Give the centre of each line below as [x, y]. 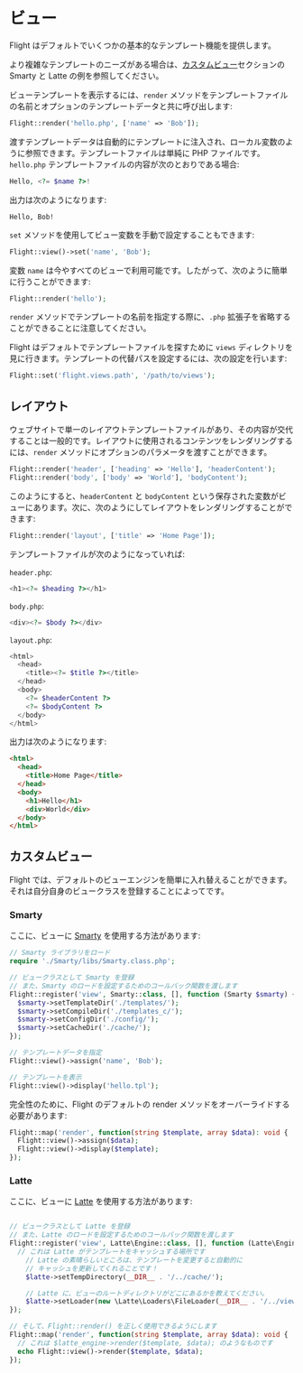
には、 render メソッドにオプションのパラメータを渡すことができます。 [141, 452]
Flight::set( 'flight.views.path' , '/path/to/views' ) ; [113, 376]
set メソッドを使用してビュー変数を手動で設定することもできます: [132, 235]
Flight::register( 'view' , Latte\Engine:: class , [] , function [127, 1243]
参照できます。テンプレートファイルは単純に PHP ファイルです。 [145, 153]
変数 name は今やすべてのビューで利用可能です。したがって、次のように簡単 [149, 270]
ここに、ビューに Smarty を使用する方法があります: [105, 936]
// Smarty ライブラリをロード [60, 953]
